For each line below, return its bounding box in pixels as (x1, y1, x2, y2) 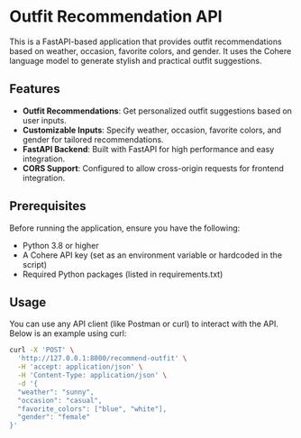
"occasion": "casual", (17, 396, 103, 405)
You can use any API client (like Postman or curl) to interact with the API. (9, 318, 279, 330)
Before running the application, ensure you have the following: (9, 223, 241, 233)
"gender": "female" (17, 413, 91, 422)
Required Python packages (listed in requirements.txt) (22, 269, 223, 279)
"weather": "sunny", (17, 388, 95, 397)
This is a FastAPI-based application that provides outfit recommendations (9, 36, 282, 47)
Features (9, 81, 60, 96)
